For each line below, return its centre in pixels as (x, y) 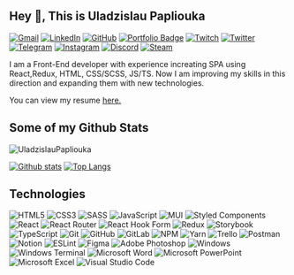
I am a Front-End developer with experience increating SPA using (128, 64)
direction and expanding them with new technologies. (107, 83)
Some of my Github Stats (79, 128)
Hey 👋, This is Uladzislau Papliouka (107, 16)
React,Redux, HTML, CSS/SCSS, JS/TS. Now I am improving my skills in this (147, 73)
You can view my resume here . (65, 100)
